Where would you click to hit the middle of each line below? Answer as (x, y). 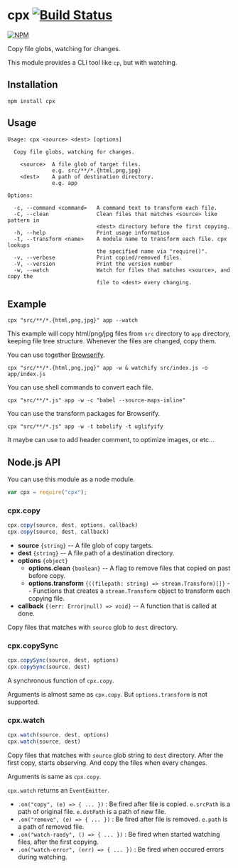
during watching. (42, 857)
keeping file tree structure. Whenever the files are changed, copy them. (112, 341)
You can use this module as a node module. (71, 479)
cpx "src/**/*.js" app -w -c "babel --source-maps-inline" (97, 401)
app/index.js (27, 374)
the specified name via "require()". (152, 251)
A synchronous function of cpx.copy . (61, 681)
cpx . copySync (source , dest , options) (63, 660)
